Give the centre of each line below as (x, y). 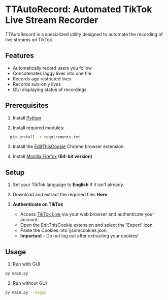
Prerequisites (27, 106)
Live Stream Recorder (52, 20)
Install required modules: (39, 128)
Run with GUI (26, 264)
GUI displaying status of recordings (49, 89)
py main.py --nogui (26, 292)
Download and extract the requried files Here (60, 195)
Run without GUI (30, 283)
